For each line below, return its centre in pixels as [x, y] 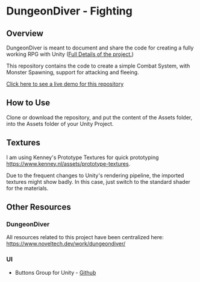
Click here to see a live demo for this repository [65, 84]
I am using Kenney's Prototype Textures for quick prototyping [83, 157]
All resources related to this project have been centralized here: [85, 237]
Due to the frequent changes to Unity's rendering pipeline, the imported [95, 175]
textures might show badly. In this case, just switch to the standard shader [98, 181]
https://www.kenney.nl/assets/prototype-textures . [68, 163]
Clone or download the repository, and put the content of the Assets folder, [99, 117]
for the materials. [27, 188]
